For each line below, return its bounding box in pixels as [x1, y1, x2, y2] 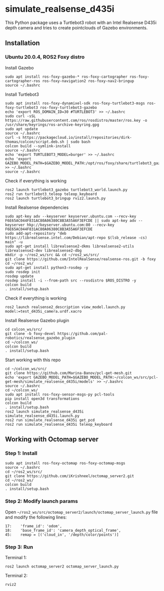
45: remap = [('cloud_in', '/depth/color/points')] [5, 532, 119, 537]
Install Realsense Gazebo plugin [5, 317, 69, 323]
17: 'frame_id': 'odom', [5, 524, 62, 528]
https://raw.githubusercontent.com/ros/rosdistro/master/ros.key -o [5, 118, 147, 123]
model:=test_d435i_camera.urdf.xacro [5, 309, 82, 314]
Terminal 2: [5, 572, 28, 578]
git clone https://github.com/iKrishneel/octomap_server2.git [5, 474, 134, 479]
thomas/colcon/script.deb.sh [5, 139, 64, 144]
